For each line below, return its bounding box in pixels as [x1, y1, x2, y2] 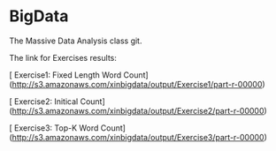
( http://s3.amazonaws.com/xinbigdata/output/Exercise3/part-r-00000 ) [9, 132, 267, 142]
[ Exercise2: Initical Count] [9, 95, 106, 107]
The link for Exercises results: [9, 52, 118, 63]
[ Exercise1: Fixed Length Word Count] [9, 69, 149, 80]
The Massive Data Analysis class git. [9, 35, 142, 46]
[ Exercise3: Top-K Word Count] [9, 122, 126, 133]
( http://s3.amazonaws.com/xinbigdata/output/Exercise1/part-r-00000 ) [9, 79, 265, 89]
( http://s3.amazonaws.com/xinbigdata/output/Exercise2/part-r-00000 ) [9, 105, 267, 116]
